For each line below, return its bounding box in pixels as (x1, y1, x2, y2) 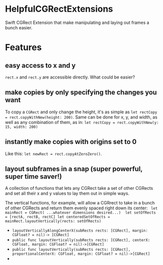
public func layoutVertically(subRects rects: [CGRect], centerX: (12, 238, 150, 243)
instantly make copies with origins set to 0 (5, 138, 137, 146)
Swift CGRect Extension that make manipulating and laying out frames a (5, 20, 150, 25)
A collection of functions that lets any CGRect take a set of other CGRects (5, 185, 153, 191)
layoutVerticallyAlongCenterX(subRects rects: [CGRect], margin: (12, 228, 148, 233)
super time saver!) (5, 172, 62, 181)
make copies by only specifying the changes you (5, 88, 157, 97)
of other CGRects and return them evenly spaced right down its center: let (5, 205, 158, 211)
